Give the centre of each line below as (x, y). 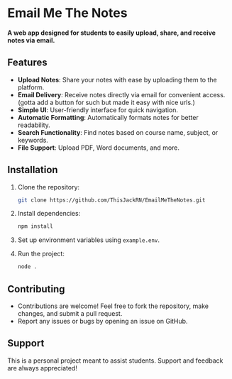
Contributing (36, 289)
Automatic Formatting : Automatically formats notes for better (108, 117)
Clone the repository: (49, 187)
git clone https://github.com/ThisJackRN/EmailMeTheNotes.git (111, 200)
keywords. (33, 140)
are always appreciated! (43, 368)
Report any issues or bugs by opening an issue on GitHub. (103, 321)
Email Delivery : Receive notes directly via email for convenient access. (121, 94)
